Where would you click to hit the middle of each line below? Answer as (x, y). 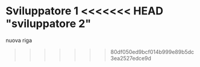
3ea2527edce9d (131, 58)
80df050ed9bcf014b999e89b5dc (152, 51)
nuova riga (19, 40)
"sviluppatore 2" (48, 24)
